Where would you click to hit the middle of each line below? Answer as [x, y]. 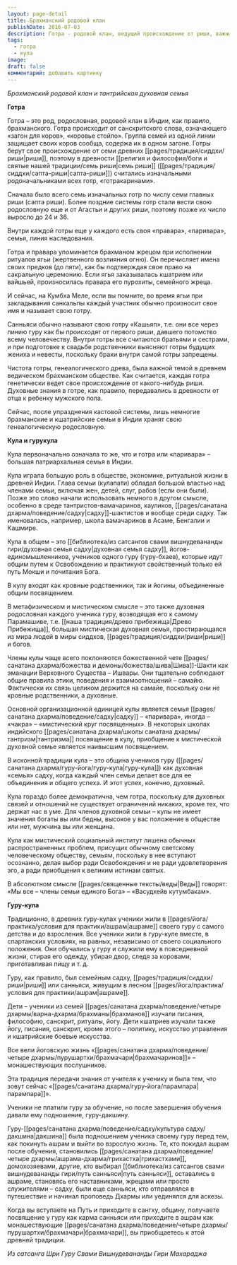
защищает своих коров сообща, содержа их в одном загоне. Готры [109, 143]
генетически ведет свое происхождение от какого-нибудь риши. [106, 383]
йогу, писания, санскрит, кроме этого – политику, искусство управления [117, 1028]
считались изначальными [153, 173]
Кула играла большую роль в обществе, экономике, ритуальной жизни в [117, 475]
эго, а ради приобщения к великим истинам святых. [86, 870]
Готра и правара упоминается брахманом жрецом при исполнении [109, 252]
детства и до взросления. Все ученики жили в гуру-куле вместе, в [108, 934]
